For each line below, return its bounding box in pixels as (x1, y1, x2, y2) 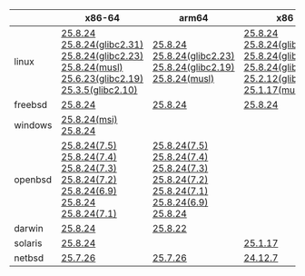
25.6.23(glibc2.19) (61, 73, 143, 84)
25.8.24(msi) (61, 113, 118, 125)
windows (14, 119, 53, 131)
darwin (14, 222, 44, 234)
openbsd (14, 173, 53, 185)
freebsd (14, 99, 48, 111)
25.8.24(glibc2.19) (152, 61, 235, 74)
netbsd (14, 251, 44, 264)
